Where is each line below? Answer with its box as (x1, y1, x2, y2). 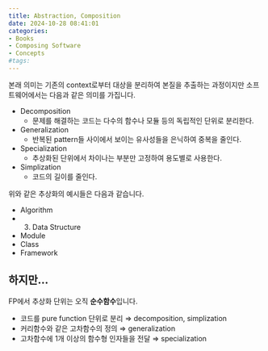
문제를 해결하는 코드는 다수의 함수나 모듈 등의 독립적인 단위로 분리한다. (31, 115, 254, 125)
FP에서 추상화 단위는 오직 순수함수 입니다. (8, 296, 138, 306)
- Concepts (8, 49, 45, 57)
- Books (8, 34, 35, 43)
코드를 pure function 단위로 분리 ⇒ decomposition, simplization (19, 313, 228, 323)
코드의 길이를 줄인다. (31, 171, 98, 182)
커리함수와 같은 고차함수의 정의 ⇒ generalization (19, 324, 176, 333)
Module (19, 231, 46, 240)
